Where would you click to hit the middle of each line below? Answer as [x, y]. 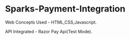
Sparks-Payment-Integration [65, 9]
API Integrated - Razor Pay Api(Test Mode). [49, 31]
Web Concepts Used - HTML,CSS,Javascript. [51, 22]
